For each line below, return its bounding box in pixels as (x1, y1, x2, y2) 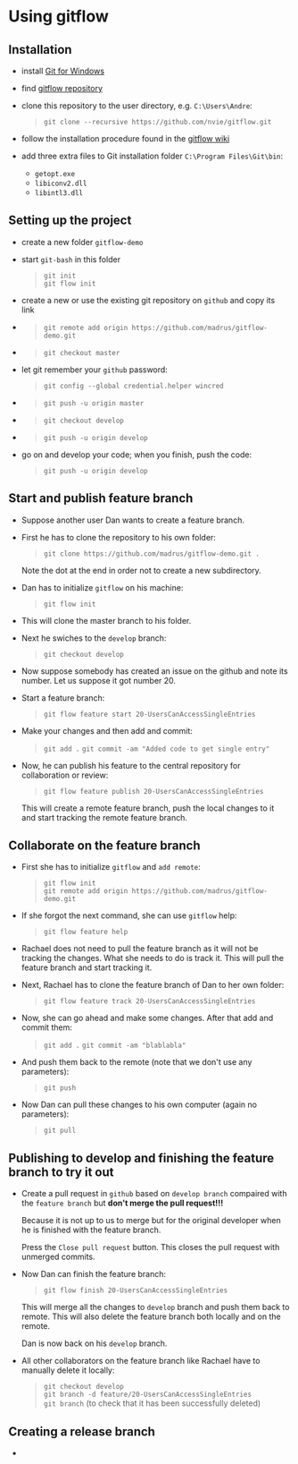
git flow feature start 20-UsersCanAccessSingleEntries (43, 710, 256, 719)
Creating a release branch (8, 1424, 155, 1439)
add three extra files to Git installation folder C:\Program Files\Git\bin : (21, 150, 284, 161)
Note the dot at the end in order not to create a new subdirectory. (21, 565, 262, 575)
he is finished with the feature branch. (21, 1224, 161, 1236)
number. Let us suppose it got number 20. (21, 675, 176, 685)
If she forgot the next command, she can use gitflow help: (21, 910, 237, 921)
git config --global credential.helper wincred (43, 381, 224, 390)
